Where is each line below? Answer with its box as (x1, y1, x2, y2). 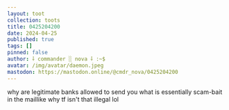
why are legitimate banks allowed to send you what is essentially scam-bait (7, 88, 223, 96)
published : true (7, 36, 54, 43)
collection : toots (7, 17, 60, 24)
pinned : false (7, 49, 49, 56)
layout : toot (7, 10, 45, 17)
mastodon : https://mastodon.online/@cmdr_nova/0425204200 (7, 68, 178, 75)
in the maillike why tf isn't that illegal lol (7, 95, 119, 103)
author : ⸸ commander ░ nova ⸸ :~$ (7, 56, 105, 63)
